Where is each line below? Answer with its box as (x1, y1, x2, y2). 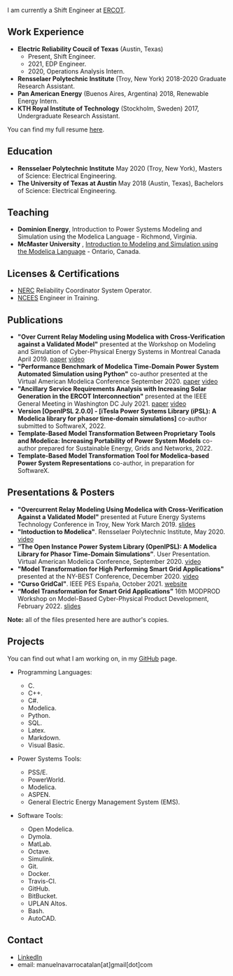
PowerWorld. (27, 775, 66, 784)
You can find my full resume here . (7, 125, 105, 134)
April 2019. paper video (17, 355, 85, 363)
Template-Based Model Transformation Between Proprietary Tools (17, 430, 216, 438)
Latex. (27, 726, 46, 734)
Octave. (27, 847, 51, 856)
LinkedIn (17, 953, 43, 961)
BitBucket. (27, 891, 58, 900)
